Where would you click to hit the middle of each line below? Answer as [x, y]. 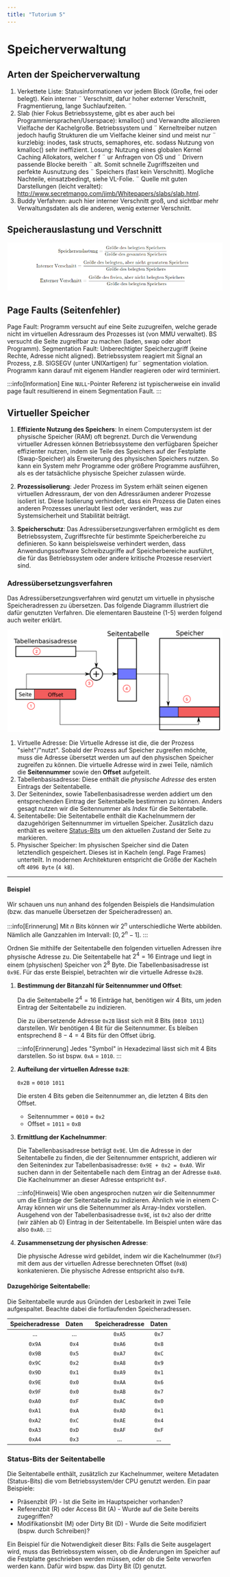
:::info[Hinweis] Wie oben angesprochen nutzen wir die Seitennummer [116, 1193]
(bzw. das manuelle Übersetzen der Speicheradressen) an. [90, 912]
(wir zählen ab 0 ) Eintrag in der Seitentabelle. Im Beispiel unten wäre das [119, 1222]
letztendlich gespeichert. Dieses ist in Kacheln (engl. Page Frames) [112, 853]
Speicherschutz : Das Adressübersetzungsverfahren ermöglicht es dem [118, 529]
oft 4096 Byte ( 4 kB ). [46, 867]
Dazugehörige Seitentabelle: [49, 1286]
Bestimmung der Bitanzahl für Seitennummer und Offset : [100, 985]
